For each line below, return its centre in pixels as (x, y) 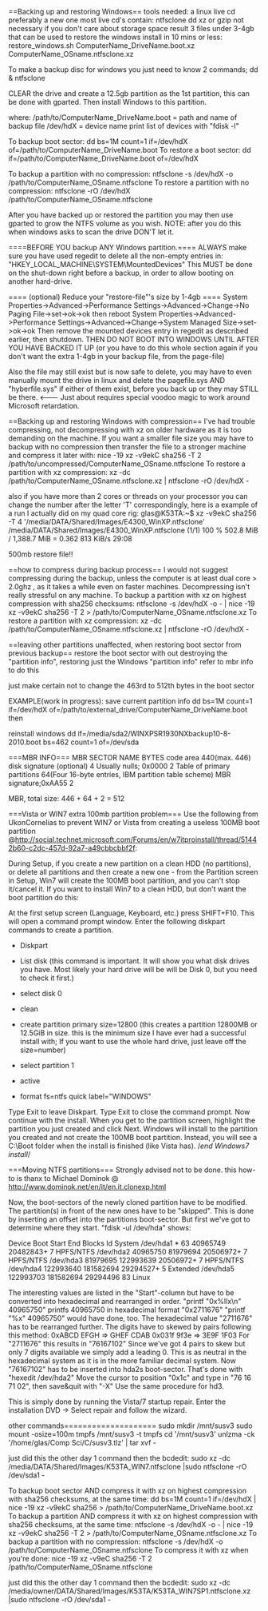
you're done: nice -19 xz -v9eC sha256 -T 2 (81, 1559)
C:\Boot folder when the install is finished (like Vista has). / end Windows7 (129, 1146)
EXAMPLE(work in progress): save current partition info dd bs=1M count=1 (130, 701)
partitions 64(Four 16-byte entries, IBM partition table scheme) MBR (120, 774)
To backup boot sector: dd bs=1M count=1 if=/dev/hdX (98, 142)
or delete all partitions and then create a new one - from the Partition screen (133, 872)
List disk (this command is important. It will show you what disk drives (134, 961)
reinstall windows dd (42, 734)
